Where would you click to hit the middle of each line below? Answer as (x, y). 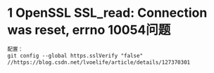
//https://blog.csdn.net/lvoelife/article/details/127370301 (99, 62)
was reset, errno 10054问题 (89, 30)
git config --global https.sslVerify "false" (75, 55)
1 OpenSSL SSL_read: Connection (107, 13)
